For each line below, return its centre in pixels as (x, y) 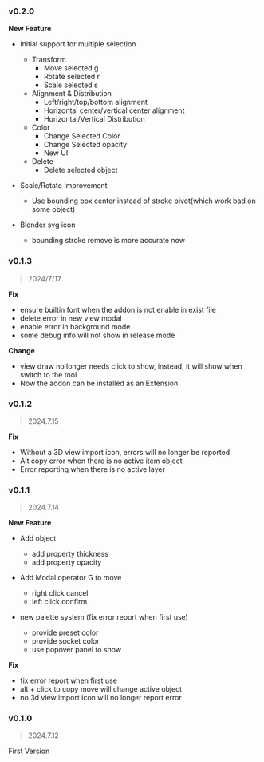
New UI (56, 153)
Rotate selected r (72, 77)
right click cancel (60, 593)
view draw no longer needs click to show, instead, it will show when (131, 366)
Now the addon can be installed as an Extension (99, 383)
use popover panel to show (77, 650)
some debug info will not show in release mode (97, 335)
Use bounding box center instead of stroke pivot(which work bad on (144, 201)
